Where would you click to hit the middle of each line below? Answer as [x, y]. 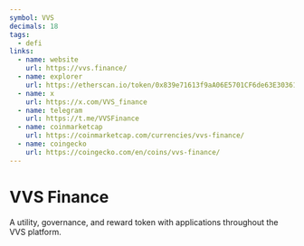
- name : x [36, 93]
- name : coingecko [52, 144]
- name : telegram [50, 110]
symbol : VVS [32, 18]
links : [22, 52]
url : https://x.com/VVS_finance [86, 102]
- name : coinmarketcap [60, 128]
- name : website [48, 60]
